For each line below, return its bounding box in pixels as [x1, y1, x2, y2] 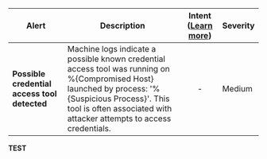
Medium [222, 83, 253, 94]
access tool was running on [67, 64, 171, 74]
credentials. [67, 123, 111, 134]
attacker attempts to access [67, 113, 172, 124]
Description [99, 20, 145, 31]
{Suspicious [67, 93, 112, 104]
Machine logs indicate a [67, 44, 157, 54]
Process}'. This [114, 93, 170, 104]
